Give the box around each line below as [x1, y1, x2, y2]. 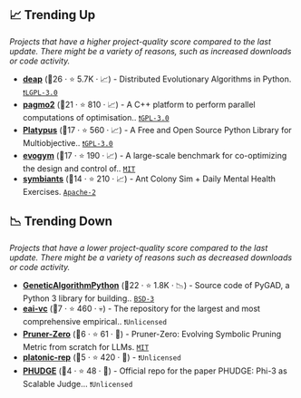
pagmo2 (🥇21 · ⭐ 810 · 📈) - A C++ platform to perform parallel [22, 99, 256, 110]
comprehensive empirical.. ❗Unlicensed [22, 315, 168, 326]
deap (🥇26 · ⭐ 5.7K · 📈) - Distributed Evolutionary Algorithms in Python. [22, 73, 292, 84]
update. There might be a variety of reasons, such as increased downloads [9, 45, 292, 56]
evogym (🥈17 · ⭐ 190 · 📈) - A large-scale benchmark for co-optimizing [22, 150, 287, 160]
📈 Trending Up [9, 7, 96, 23]
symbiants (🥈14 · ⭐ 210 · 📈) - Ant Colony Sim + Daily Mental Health [22, 173, 277, 184]
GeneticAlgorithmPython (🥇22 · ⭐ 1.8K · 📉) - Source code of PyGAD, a [22, 279, 290, 290]
